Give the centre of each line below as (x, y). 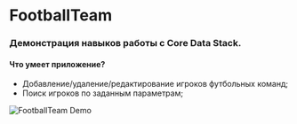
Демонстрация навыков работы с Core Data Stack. (125, 43)
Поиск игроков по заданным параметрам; (103, 93)
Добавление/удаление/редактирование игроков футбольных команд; (155, 84)
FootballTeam (61, 15)
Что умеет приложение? (57, 64)
